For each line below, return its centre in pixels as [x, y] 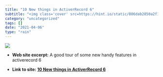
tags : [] [14, 23]
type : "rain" [18, 32]
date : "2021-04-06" [25, 28]
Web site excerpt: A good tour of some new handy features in [74, 55]
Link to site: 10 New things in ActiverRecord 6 [59, 69]
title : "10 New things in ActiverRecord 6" [50, 9]
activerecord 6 [27, 60]
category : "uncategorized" [32, 18]
